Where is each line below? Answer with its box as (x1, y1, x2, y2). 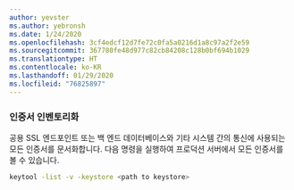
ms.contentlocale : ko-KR (9, 63, 102, 72)
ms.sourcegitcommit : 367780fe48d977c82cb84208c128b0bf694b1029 (9, 46, 250, 55)
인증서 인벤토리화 (9, 111, 80, 123)
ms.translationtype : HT (9, 54, 98, 63)
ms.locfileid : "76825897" (9, 79, 105, 88)
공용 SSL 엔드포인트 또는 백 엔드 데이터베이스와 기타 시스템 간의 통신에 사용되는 (9, 132, 286, 143)
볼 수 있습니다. (9, 154, 60, 165)
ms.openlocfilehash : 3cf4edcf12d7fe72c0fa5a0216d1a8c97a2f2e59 (9, 37, 250, 47)
